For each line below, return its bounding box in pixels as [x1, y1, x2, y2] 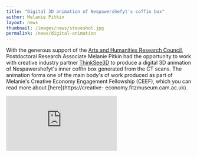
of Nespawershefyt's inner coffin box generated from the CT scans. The [6, 65, 182, 72]
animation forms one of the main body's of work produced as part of [6, 72, 173, 79]
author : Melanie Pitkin [6, 14, 65, 20]
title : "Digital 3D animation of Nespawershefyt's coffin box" [6, 8, 165, 15]
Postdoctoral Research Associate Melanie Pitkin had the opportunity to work [6, 53, 192, 60]
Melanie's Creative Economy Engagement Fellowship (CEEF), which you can [6, 78, 192, 85]
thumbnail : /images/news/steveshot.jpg [6, 25, 104, 31]
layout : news [6, 19, 38, 25]
